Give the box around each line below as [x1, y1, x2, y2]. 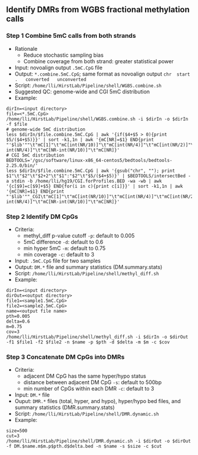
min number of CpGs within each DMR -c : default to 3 [23, 385, 154, 392]
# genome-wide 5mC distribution [6, 126, 85, 132]
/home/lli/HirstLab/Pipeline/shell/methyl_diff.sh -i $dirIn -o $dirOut [6, 334, 189, 340]
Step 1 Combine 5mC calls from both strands [6, 32, 137, 40]
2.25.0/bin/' [6, 162, 38, 168]
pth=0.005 [6, 313, 31, 319]
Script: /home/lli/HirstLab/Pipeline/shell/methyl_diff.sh [14, 269, 159, 277]
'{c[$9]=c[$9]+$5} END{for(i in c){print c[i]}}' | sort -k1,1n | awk [6, 183, 183, 189]
